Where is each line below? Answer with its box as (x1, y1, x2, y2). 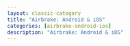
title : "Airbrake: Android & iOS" (7, 16, 106, 23)
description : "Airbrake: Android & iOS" (7, 28, 125, 36)
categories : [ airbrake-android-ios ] (7, 22, 112, 29)
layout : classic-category (7, 9, 81, 17)
